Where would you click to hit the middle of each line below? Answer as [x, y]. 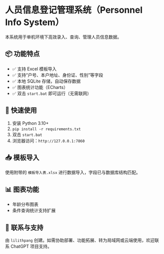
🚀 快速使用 [21, 110]
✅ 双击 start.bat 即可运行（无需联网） [52, 93]
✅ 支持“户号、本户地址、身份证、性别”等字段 [58, 75]
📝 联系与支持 [24, 227]
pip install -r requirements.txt [47, 129]
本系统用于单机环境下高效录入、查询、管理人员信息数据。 [63, 37]
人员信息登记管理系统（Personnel [74, 10]
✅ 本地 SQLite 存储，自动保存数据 [47, 81]
